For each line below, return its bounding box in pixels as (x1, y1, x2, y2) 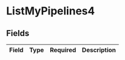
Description (81, 46, 117, 54)
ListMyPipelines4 (6, 4, 95, 18)
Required (50, 46, 77, 54)
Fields (6, 28, 30, 38)
